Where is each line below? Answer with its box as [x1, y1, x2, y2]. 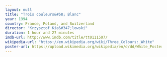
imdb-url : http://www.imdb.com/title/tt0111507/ [5, 35, 108, 40]
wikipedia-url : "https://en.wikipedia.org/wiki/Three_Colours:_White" [5, 40, 155, 45]
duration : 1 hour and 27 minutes [5, 30, 75, 35]
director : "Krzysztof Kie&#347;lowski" [5, 26, 88, 31]
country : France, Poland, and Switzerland [5, 21, 94, 26]
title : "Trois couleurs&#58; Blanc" [5, 12, 81, 17]
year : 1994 [5, 16, 28, 21]
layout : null [5, 7, 32, 12]
